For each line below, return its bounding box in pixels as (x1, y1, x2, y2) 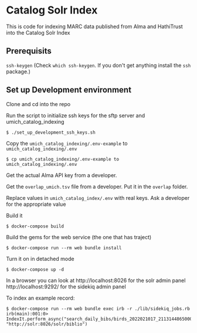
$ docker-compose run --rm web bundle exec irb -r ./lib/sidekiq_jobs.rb (6, 305, 191, 311)
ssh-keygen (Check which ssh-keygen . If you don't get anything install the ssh (6, 62, 191, 69)
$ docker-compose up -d (6, 266, 64, 273)
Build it (6, 212, 23, 219)
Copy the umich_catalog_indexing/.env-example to (6, 140, 128, 147)
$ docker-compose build (6, 223, 64, 229)
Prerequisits (6, 46, 52, 56)
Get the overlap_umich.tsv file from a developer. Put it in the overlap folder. (6, 183, 188, 190)
